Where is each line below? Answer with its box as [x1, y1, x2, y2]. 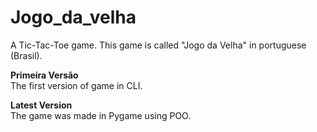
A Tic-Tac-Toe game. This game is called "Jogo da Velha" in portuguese [10, 39, 307, 51]
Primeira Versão [10, 69, 79, 81]
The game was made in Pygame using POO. [10, 109, 192, 121]
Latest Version [10, 99, 73, 111]
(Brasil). [10, 49, 43, 61]
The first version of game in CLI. [10, 79, 143, 91]
